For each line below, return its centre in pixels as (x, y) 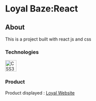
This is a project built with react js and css (48, 39)
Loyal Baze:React (42, 9)
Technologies (22, 52)
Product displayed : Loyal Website (40, 92)
